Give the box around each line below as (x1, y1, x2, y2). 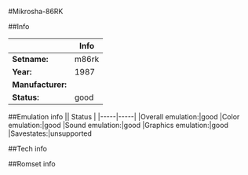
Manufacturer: (12, 79, 67, 89)
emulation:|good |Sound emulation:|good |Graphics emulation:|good (8, 121, 229, 129)
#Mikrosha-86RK (8, 7, 64, 16)
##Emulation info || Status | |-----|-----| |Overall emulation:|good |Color (8, 112, 240, 121)
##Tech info (8, 144, 47, 153)
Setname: (12, 54, 49, 64)
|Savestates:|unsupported (8, 129, 93, 138)
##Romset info (8, 159, 57, 168)
